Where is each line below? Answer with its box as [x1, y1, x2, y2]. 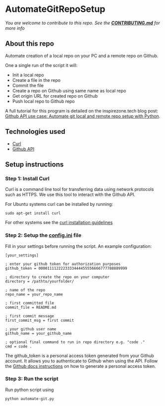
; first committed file [5, 300, 55, 305]
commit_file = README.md [5, 305, 56, 310]
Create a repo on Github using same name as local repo [12, 88, 126, 94]
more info [5, 25, 25, 31]
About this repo [5, 40, 55, 48]
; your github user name [5, 326, 56, 332]
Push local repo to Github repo [12, 98, 75, 104]
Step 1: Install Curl [5, 175, 50, 182]
